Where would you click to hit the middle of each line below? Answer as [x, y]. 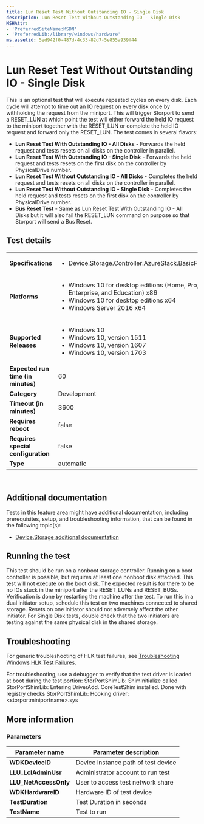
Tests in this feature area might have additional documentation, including [97, 512]
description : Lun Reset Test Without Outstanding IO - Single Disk [93, 18]
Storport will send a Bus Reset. [53, 221]
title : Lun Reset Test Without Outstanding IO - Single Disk [85, 12]
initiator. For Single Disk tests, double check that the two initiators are [93, 616]
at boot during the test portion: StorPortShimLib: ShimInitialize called [92, 681]
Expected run [29, 368]
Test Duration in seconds [111, 802]
